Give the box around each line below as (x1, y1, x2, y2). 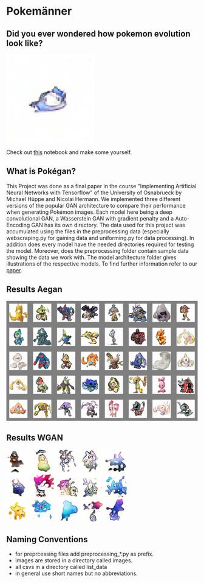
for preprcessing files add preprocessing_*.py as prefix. (15, 550, 154, 558)
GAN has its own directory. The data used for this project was (31, 221, 185, 228)
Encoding (6, 221, 30, 228)
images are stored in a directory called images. (15, 557, 133, 564)
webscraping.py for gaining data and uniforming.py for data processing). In (6, 234, 194, 241)
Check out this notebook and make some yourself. (6, 149, 132, 156)
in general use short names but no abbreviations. (15, 570, 138, 577)
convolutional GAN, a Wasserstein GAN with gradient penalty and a (6, 214, 174, 222)
